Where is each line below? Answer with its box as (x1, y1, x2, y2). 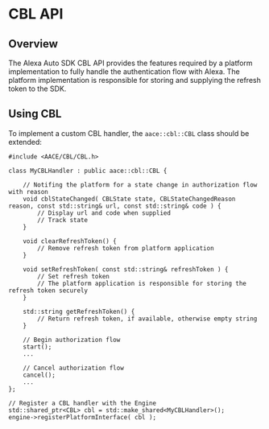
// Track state (37, 216, 89, 224)
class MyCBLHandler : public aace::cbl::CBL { (8, 167, 168, 175)
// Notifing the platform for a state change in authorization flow (23, 180, 258, 189)
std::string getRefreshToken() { (23, 307, 135, 316)
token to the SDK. (8, 84, 67, 93)
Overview (8, 37, 59, 51)
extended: (8, 137, 42, 146)
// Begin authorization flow (23, 336, 121, 344)
